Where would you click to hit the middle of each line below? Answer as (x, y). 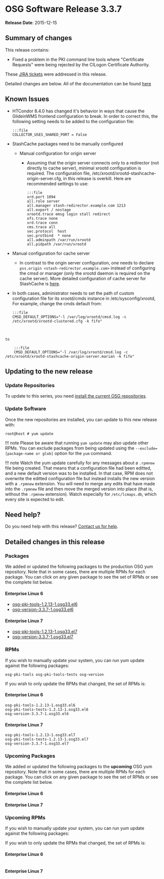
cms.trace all (41, 227)
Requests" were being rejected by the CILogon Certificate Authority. (81, 64)
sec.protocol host (47, 231)
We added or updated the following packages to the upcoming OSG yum (79, 767)
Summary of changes (39, 38)
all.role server (43, 201)
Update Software (26, 409)
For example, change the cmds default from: (57, 303)
